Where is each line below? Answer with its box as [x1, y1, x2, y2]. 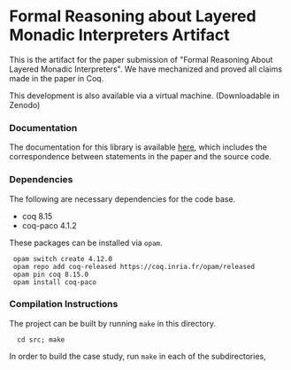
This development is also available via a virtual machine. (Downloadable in [9, 90, 280, 101]
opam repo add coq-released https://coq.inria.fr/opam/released [12, 262, 255, 271]
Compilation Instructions [9, 298, 119, 311]
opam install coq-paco [12, 277, 97, 287]
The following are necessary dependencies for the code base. [9, 193, 236, 204]
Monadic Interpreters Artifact [9, 25, 230, 45]
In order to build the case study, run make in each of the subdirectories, [9, 351, 267, 361]
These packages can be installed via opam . [9, 237, 163, 248]
